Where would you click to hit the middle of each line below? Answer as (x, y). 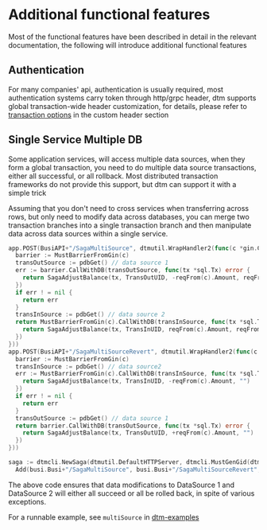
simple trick (27, 193)
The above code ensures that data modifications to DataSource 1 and (122, 485)
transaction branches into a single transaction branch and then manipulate (130, 225)
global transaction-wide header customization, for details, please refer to (128, 106)
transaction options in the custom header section (89, 115)
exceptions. (27, 501)
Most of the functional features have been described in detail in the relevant (132, 37)
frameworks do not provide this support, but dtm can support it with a (122, 184)
